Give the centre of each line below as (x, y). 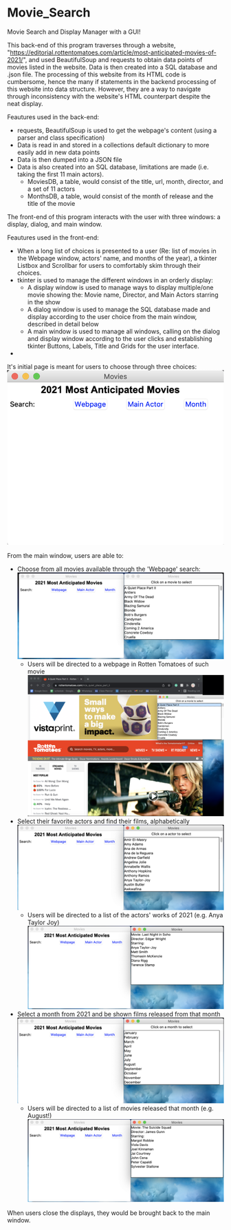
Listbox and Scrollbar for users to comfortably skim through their (109, 265)
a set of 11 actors (51, 189)
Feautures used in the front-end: (53, 237)
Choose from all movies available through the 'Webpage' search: (109, 569)
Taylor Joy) (43, 922)
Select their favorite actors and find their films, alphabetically (103, 821)
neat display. (25, 103)
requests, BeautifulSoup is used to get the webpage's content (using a (117, 130)
